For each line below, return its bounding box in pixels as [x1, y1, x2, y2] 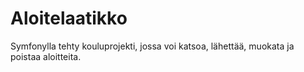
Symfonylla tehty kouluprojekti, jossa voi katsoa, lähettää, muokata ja [10, 40, 295, 52]
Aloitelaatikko [10, 7, 128, 30]
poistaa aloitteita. [10, 50, 82, 62]
